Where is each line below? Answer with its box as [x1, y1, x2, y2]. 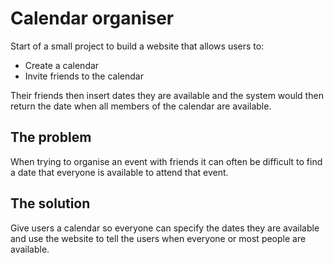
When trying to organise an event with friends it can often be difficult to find [10, 155, 323, 167]
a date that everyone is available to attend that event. [10, 166, 229, 178]
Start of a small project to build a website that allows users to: [10, 40, 265, 52]
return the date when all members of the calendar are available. [10, 100, 272, 112]
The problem [10, 129, 92, 146]
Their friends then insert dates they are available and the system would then [10, 89, 324, 101]
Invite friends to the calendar [24, 70, 144, 82]
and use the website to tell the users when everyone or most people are [10, 232, 307, 244]
